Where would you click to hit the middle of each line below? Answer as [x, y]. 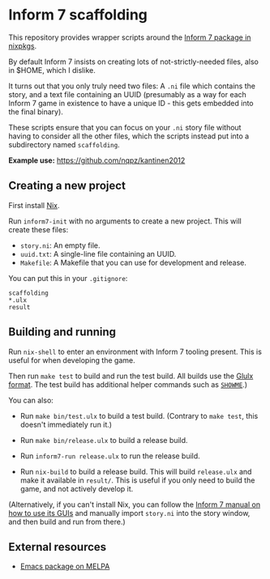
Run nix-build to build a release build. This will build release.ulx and [136, 471]
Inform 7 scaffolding [78, 15]
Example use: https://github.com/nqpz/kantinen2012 [97, 160]
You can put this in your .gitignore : [68, 278]
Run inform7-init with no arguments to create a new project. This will [125, 221]
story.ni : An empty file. [60, 245]
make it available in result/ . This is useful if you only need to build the [137, 480]
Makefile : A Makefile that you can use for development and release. [133, 262]
